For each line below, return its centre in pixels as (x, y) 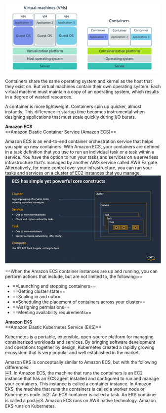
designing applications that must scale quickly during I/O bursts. (71, 117)
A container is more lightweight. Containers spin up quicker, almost (73, 106)
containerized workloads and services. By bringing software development (80, 342)
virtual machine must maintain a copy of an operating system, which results (82, 92)
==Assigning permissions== (41, 307)
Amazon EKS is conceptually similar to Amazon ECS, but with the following (81, 362)
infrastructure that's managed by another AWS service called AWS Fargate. (82, 162)
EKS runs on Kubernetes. (31, 406)
